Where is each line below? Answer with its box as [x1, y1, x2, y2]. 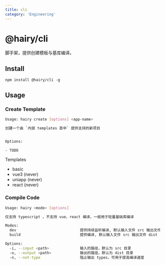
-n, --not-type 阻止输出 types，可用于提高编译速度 [9, 255, 144, 260]
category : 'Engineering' [5, 12, 56, 17]
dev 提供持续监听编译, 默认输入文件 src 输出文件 [9, 228, 161, 233]
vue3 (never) [12, 171, 39, 177]
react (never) [12, 182, 39, 188]
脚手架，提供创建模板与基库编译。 [5, 50, 74, 56]
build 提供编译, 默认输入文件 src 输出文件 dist [9, 232, 158, 237]
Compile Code [5, 194, 40, 201]
